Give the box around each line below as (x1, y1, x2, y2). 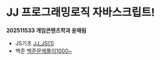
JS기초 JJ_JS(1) (15, 39, 55, 47)
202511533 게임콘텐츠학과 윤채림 (6, 27, 87, 34)
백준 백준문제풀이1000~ (15, 47, 72, 55)
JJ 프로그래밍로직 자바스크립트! (6, 5, 155, 19)
